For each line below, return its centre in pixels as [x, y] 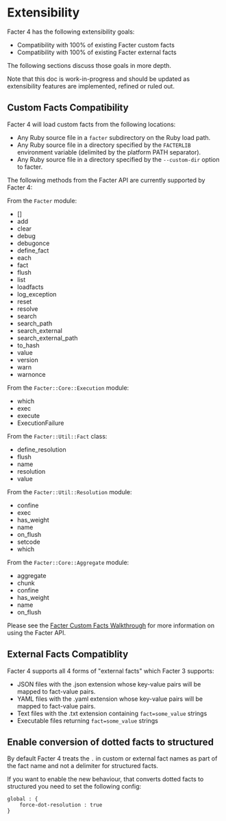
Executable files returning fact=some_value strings [88, 720]
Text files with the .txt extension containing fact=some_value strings [112, 713]
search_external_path [47, 338]
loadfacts [30, 287]
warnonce [31, 374]
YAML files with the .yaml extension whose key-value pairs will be [110, 699]
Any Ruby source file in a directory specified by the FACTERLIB [104, 145]
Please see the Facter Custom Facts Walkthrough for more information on [111, 625]
